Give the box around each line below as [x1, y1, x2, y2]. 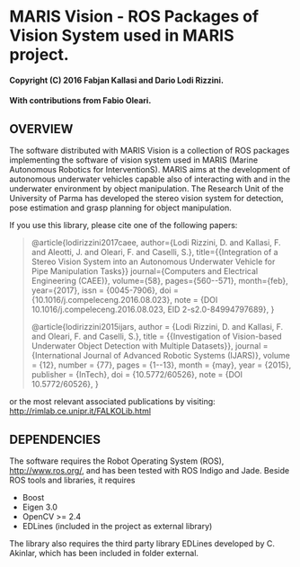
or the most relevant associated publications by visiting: [9, 396, 216, 407]
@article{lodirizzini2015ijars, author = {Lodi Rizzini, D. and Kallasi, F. [31, 322, 284, 332]
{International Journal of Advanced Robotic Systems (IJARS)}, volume [31, 350, 290, 361]
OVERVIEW [9, 121, 74, 137]
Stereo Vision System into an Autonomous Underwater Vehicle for [31, 256, 276, 267]
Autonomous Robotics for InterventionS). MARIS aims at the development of [9, 164, 290, 175]
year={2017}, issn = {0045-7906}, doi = [31, 285, 180, 296]
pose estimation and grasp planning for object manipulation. [9, 202, 232, 213]
